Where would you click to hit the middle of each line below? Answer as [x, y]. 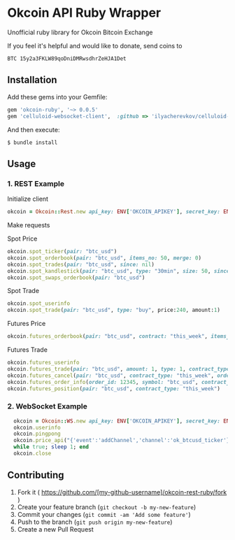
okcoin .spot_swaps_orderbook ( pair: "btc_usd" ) [76, 278]
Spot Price [22, 239]
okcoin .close [33, 454]
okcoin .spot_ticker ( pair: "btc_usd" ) [62, 252]
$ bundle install [33, 142]
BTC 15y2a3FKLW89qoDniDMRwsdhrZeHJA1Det [67, 58]
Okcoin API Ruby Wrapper [84, 13]
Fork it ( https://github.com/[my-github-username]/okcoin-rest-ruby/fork [122, 492]
